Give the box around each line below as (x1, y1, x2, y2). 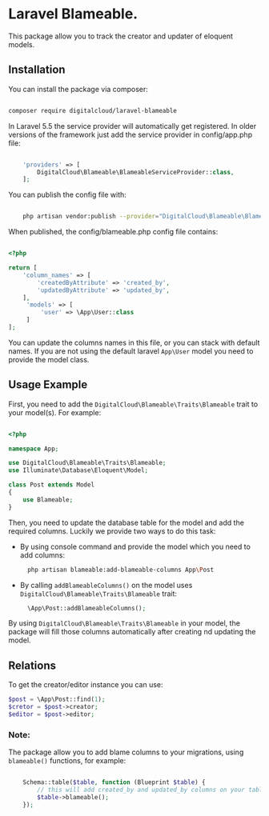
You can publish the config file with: (8, 190, 126, 200)
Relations (8, 658, 57, 672)
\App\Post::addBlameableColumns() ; (27, 604, 147, 612)
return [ (8, 264, 38, 272)
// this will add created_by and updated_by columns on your (37, 786, 246, 794)
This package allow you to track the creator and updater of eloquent (8, 31, 234, 41)
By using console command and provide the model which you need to (19, 542, 251, 551)
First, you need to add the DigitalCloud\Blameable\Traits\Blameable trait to (8, 399, 259, 409)
